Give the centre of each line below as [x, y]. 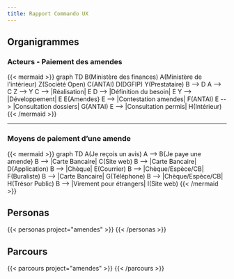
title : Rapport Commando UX [48, 14]
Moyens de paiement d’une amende [69, 139]
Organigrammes [43, 42]
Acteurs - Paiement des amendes [65, 61]
